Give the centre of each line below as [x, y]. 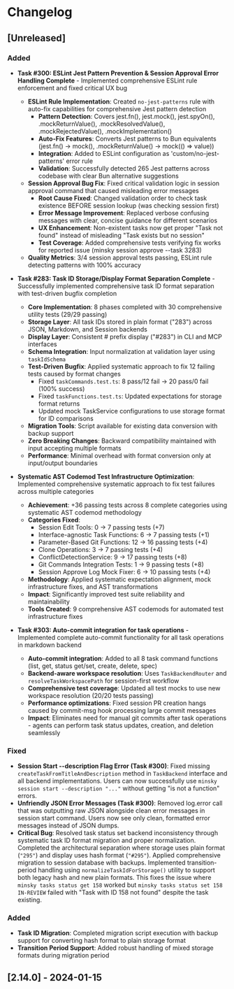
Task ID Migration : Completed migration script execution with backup [118, 933]
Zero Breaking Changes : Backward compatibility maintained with [122, 441]
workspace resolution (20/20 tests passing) [90, 695]
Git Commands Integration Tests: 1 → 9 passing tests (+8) [121, 564]
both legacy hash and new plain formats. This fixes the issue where [114, 878]
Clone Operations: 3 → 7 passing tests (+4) [100, 549]
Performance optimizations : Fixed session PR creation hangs [117, 703]
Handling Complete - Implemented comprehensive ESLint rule [107, 80]
